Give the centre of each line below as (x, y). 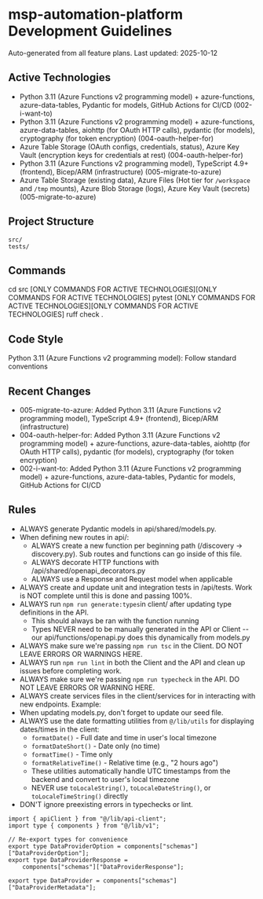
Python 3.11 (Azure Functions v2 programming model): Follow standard (122, 358)
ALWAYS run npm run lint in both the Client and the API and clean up (132, 662)
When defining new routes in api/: (74, 537)
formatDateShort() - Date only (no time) (96, 746)
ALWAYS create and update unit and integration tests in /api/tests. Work (136, 587)
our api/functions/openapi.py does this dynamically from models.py (141, 637)
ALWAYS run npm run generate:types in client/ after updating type (125, 604)
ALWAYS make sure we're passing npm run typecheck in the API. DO (130, 679)
